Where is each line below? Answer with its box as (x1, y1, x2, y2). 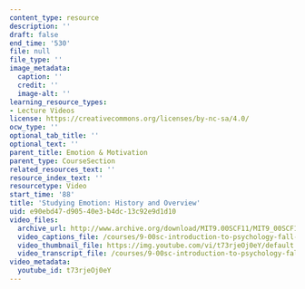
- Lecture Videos (9, 106, 75, 115)
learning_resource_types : (9, 97, 107, 107)
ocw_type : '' (9, 123, 59, 132)
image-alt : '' (17, 89, 71, 98)
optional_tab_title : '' (9, 131, 100, 140)
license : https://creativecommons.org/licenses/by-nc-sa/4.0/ (9, 114, 250, 123)
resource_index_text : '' (9, 173, 103, 182)
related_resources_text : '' (9, 165, 116, 174)
